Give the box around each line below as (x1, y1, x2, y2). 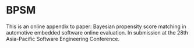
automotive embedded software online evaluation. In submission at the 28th (6, 29, 188, 36)
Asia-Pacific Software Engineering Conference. (6, 35, 120, 42)
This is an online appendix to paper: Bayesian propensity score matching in (6, 23, 186, 30)
